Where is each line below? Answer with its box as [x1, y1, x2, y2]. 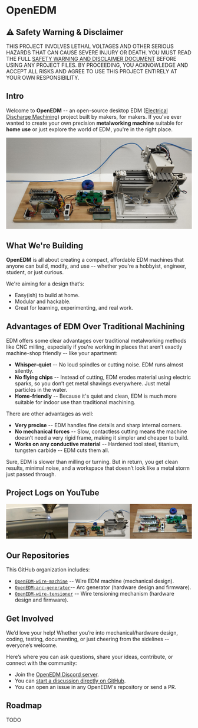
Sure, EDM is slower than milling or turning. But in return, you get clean [6, 459, 179, 465]
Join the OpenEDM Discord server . [14, 671, 99, 678]
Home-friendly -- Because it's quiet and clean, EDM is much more [14, 392, 177, 399]
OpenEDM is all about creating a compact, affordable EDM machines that [6, 256, 184, 264]
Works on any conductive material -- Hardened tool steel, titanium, [14, 441, 180, 447]
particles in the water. [14, 386, 68, 393]
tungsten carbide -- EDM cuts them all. [14, 447, 110, 454]
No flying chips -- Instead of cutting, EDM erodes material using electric [14, 373, 192, 381]
